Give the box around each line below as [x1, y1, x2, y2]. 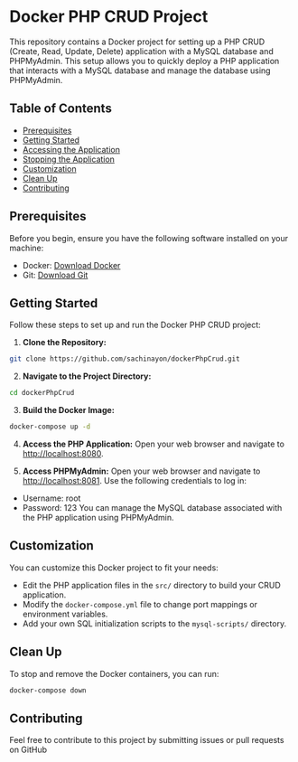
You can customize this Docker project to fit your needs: [9, 562, 219, 573]
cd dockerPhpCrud [9, 389, 75, 398]
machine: [9, 242, 44, 253]
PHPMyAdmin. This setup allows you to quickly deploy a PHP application [9, 55, 280, 66]
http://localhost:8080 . [22, 448, 104, 458]
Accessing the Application [22, 144, 120, 155]
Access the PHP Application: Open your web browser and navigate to [22, 438, 284, 449]
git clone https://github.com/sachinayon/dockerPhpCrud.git [9, 354, 241, 363]
